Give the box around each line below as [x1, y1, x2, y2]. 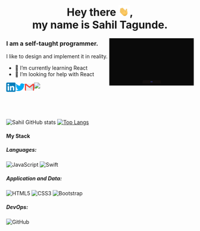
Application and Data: [6, 174, 62, 182]
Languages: [6, 146, 37, 153]
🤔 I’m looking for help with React [14, 71, 95, 78]
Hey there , [66, 5, 134, 19]
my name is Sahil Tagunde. [32, 18, 168, 32]
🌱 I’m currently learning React [14, 64, 88, 71]
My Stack [6, 133, 30, 140]
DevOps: [6, 203, 29, 210]
